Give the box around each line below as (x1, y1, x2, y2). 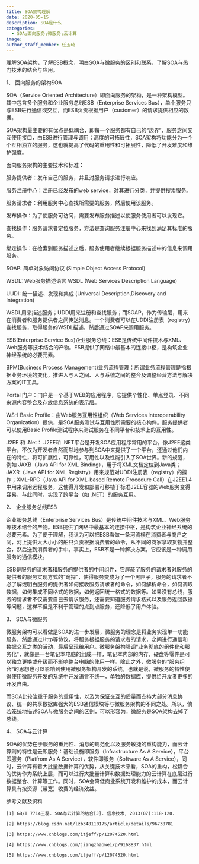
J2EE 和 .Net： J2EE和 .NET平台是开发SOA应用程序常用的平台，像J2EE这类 (6, 439, 191, 446)
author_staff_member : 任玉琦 (6, 42, 76, 48)
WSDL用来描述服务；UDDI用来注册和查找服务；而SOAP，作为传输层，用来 (6, 308, 188, 316)
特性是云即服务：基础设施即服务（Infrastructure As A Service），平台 (21, 748, 190, 755)
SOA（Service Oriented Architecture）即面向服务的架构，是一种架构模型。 (6, 92, 188, 99)
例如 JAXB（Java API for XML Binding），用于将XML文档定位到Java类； (6, 461, 182, 468)
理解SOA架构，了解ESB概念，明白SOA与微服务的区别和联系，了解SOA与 (6, 59, 184, 66)
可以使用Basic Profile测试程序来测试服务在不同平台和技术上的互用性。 (6, 426, 177, 433)
